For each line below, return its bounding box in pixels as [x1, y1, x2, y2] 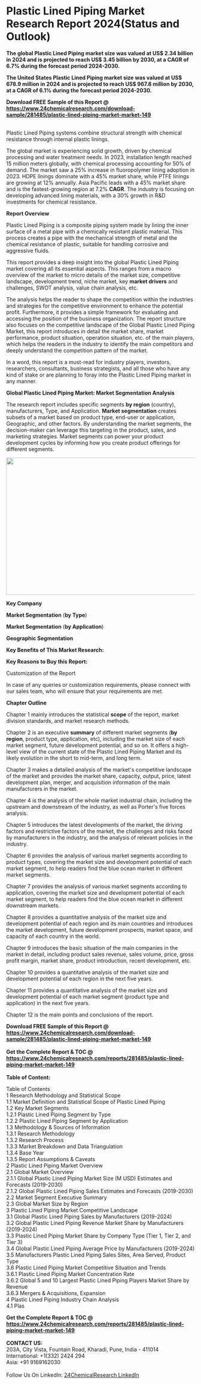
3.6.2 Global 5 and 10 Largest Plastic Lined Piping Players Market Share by [6, 1277, 190, 1284]
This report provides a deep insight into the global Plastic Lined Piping [6, 258, 179, 265]
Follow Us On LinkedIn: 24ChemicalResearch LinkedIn [6, 1371, 139, 1379]
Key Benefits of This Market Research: [6, 646, 104, 653]
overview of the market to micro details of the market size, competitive [6, 271, 181, 279]
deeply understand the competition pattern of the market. [6, 346, 148, 354]
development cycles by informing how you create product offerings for [6, 439, 181, 446]
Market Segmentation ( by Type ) [6, 611, 87, 618]
